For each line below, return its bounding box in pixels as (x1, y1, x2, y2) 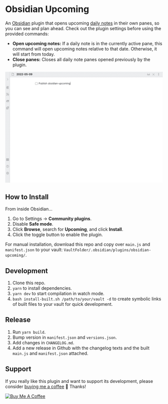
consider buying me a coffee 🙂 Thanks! (5, 383, 86, 389)
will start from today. (12, 51, 55, 57)
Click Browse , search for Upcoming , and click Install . (12, 227, 123, 233)
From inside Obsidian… (5, 206, 52, 212)
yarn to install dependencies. (12, 285, 72, 291)
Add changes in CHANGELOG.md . (12, 339, 74, 345)
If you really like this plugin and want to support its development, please (5, 378, 153, 384)
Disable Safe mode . (12, 221, 53, 227)
